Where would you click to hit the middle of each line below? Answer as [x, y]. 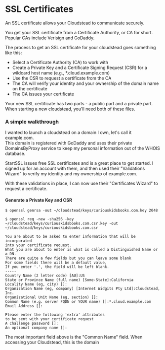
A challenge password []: [32, 324]
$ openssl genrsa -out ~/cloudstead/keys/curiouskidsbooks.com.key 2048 [82, 210]
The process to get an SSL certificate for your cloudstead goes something [81, 47]
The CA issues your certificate [43, 94]
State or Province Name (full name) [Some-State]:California [69, 280]
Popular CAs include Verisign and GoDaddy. [50, 38]
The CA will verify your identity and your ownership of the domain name [85, 83]
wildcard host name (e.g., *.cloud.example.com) [61, 72]
